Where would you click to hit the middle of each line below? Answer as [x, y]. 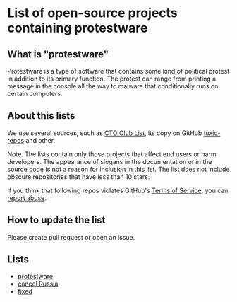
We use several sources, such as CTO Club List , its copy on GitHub [105, 133]
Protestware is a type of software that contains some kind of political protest [119, 71]
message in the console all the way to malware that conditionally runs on [113, 86]
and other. [40, 140]
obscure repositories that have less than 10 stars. [79, 176]
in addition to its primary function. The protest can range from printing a [112, 79]
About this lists [41, 116]
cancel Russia [38, 284]
